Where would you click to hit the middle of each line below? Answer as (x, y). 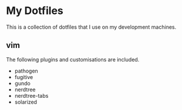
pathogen (26, 71)
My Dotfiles (35, 11)
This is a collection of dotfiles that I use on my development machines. (91, 27)
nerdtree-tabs (31, 95)
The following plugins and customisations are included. (73, 59)
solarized (26, 102)
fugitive (24, 77)
